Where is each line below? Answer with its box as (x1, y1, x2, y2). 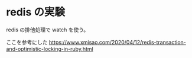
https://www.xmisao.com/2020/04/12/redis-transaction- (48, 38, 186, 46)
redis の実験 (6, 5, 65, 19)
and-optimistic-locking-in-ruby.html (6, 45, 93, 52)
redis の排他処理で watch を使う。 (6, 26, 89, 33)
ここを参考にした (6, 38, 48, 46)
